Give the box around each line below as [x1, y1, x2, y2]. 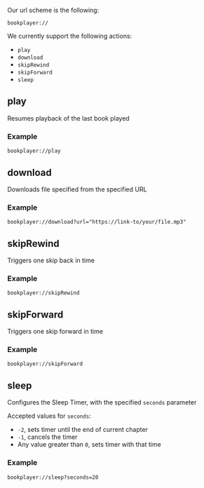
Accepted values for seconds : [7, 412, 91, 420]
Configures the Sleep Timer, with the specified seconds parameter [7, 398, 197, 407]
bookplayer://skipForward [7, 360, 83, 367]
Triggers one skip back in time [7, 256, 95, 265]
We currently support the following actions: [7, 32, 132, 40]
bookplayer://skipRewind [7, 290, 80, 297]
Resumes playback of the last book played [7, 114, 130, 122]
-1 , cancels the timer [17, 433, 78, 441]
